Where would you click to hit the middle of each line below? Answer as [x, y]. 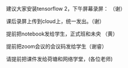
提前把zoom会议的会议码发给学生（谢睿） [57, 46]
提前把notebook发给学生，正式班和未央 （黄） [62, 34]
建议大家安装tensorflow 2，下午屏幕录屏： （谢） [66, 9]
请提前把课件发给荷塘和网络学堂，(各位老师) [60, 59]
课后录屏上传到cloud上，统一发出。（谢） [55, 21]
